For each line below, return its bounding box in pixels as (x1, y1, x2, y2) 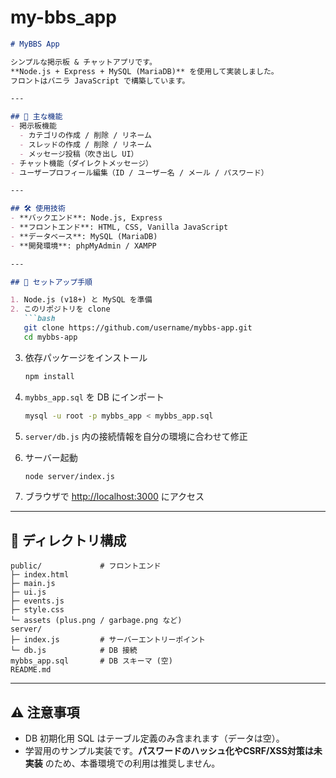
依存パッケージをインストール (24, 351, 148, 363)
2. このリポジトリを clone (10, 304, 111, 315)
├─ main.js (10, 579, 56, 589)
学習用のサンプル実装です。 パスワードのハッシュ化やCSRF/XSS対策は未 (24, 745, 323, 757)
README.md (10, 665, 52, 675)
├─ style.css (10, 605, 65, 615)
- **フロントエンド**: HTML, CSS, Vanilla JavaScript (10, 222, 229, 233)
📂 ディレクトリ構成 (10, 532, 127, 549)
